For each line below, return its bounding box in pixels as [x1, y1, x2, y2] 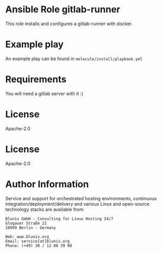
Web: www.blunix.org [5, 234, 50, 239]
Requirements [5, 73, 67, 85]
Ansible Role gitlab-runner [5, 4, 120, 15]
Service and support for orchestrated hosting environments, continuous [5, 195, 157, 201]
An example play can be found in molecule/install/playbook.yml [5, 55, 143, 62]
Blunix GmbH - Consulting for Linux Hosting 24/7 [5, 216, 114, 221]
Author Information [5, 178, 89, 190]
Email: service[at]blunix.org [5, 239, 70, 244]
